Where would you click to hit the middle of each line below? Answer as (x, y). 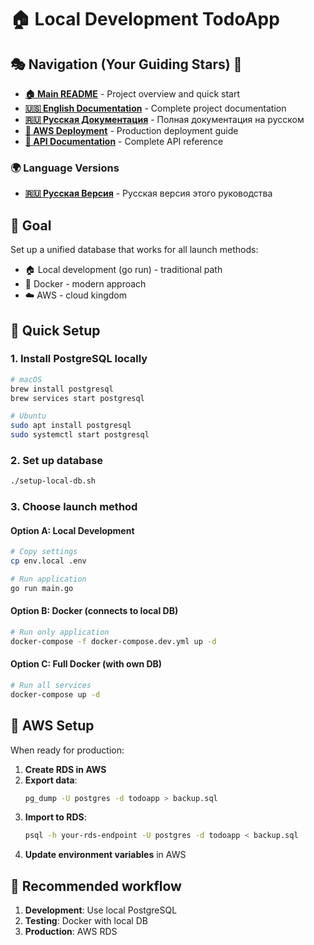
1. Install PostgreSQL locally (79, 359)
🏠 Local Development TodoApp (145, 19)
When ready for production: (67, 750)
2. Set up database (57, 460)
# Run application (48, 579)
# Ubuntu (28, 416)
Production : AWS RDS (71, 932)
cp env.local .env (48, 561)
